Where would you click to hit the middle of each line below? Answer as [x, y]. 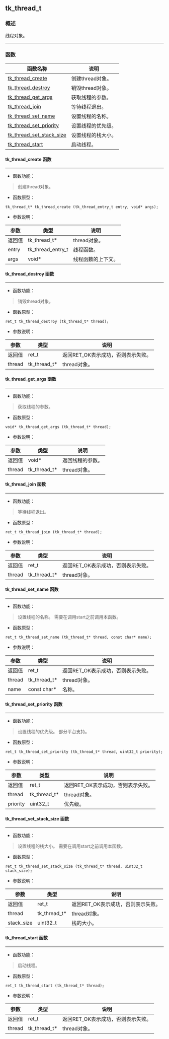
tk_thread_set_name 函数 [32, 589]
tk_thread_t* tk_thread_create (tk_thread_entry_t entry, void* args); [82, 207]
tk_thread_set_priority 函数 [34, 704]
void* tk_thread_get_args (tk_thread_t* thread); [58, 427]
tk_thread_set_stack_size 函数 [37, 818]
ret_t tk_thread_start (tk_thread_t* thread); [55, 986]
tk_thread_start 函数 [27, 938]
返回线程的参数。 [82, 460]
